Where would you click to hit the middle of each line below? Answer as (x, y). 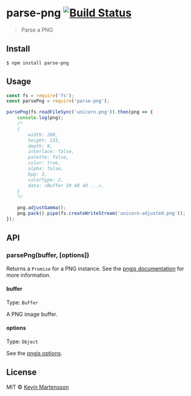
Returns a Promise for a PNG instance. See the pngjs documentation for (95, 268)
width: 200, (43, 135)
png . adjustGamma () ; (42, 208)
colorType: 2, (46, 180)
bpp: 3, (38, 174)
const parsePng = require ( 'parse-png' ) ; (58, 101)
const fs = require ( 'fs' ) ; (40, 95)
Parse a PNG (37, 30)
